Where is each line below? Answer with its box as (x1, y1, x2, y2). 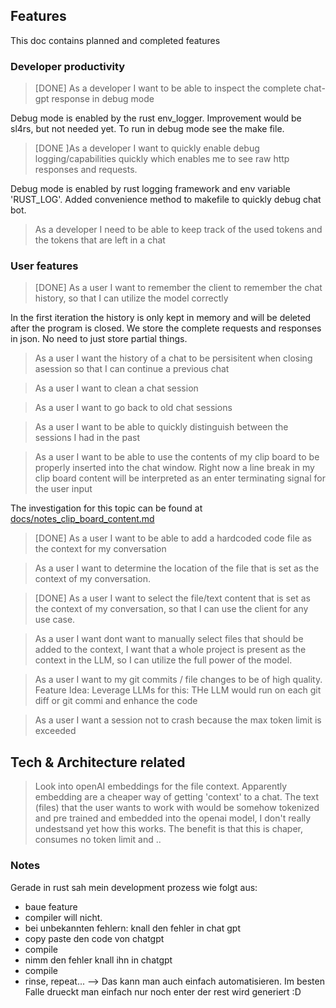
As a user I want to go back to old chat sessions (34, 402, 233, 414)
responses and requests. (34, 164, 138, 176)
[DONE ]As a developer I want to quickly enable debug (34, 142, 260, 154)
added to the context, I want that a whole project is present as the (34, 644, 307, 656)
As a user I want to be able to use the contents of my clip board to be (34, 451, 320, 463)
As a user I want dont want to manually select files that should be (34, 633, 304, 645)
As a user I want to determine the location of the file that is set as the (34, 562, 320, 574)
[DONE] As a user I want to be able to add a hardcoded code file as (34, 532, 312, 544)
